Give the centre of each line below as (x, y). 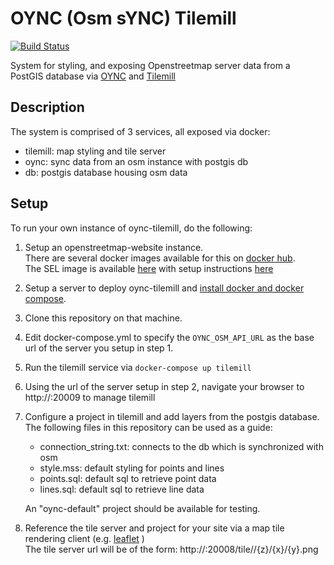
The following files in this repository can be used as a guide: (148, 427)
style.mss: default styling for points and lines (132, 468)
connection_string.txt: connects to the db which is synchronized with (181, 446)
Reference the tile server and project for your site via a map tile (154, 528)
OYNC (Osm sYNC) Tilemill (123, 18)
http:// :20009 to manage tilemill (90, 397)
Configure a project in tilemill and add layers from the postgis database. (172, 416)
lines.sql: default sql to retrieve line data (122, 489)
